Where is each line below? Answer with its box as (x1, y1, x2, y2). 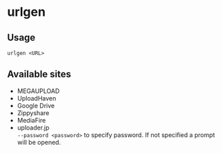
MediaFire (17, 116, 46, 124)
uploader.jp (17, 123, 50, 132)
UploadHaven (17, 94, 57, 102)
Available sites (7, 68, 72, 80)
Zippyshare (17, 108, 50, 117)
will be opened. (17, 138, 61, 146)
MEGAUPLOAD (17, 87, 60, 95)
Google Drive (17, 101, 55, 110)
